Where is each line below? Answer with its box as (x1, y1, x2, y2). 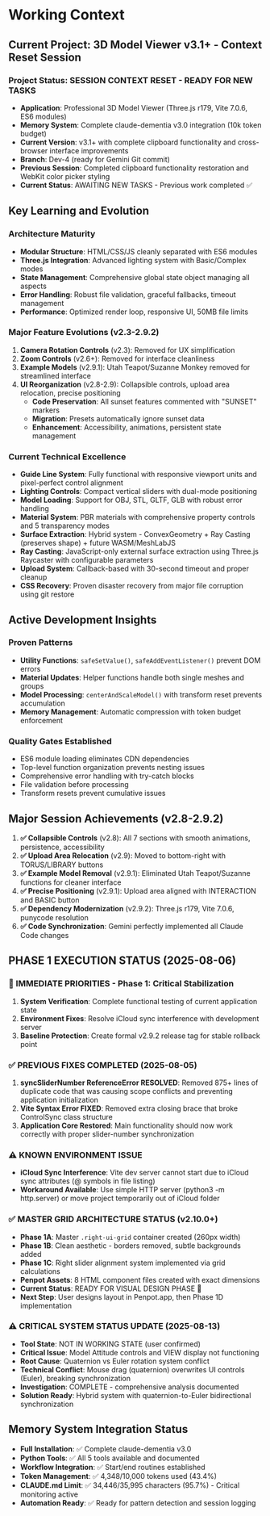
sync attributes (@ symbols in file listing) (19, 1176, 156, 1186)
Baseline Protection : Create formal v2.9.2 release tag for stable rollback (19, 1031, 260, 1041)
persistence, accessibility (19, 842, 105, 852)
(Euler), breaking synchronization (19, 1373, 131, 1383)
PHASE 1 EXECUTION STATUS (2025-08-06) (8, 954, 236, 968)
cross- (237, 137, 260, 147)
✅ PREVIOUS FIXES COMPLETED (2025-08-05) (8, 1059, 197, 1070)
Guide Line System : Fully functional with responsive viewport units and (19, 470, 258, 480)
